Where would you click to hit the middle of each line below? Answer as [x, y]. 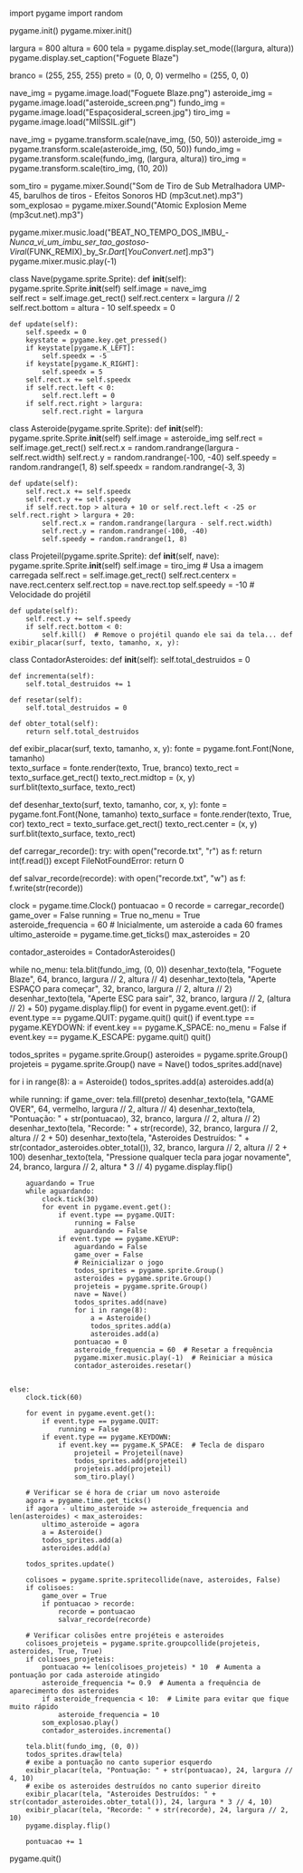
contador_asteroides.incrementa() [107, 1731]
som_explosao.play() [80, 1723]
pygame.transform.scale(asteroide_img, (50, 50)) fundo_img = [125, 149]
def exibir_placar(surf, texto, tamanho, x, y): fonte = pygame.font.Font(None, [152, 748]
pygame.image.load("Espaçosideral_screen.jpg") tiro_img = [120, 112]
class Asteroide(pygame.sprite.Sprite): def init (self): [106, 428]
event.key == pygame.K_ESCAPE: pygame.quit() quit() [110, 1037]
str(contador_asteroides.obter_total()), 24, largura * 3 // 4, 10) [141, 1802]
